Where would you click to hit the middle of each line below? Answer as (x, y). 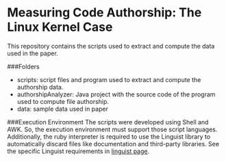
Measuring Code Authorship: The (104, 13)
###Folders (23, 66)
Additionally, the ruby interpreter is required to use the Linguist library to (109, 136)
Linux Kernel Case (60, 27)
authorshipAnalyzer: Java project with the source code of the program (116, 94)
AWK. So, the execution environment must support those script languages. (112, 129)
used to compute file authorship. (63, 101)
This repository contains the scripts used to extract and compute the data (111, 46)
